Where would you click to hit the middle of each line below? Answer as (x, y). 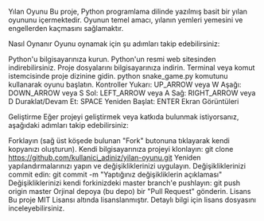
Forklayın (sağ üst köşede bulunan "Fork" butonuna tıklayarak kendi (119, 141)
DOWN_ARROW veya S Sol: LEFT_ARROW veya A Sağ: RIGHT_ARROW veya (132, 93)
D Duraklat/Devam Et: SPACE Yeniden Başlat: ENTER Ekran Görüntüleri (124, 101)
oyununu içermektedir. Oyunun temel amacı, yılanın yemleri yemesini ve (126, 20)
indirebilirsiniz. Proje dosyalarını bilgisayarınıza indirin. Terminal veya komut (132, 68)
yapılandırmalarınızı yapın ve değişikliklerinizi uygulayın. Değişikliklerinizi (127, 166)
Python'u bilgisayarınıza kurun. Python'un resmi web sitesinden (112, 59)
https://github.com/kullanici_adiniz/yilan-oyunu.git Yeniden (105, 157)
